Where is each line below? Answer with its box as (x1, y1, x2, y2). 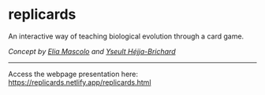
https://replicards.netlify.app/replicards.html (8, 77, 151, 87)
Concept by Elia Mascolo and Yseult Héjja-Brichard (8, 46, 176, 56)
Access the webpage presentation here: (8, 69, 139, 79)
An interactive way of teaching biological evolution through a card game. (8, 31, 244, 41)
